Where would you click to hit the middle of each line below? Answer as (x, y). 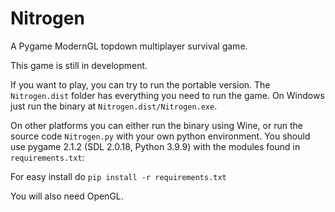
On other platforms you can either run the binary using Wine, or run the (156, 125)
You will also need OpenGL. (67, 196)
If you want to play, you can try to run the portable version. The (140, 84)
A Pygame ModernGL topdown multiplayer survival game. (129, 46)
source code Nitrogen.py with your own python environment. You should (160, 136)
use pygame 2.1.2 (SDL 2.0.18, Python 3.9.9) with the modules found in (155, 146)
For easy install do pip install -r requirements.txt (118, 176)
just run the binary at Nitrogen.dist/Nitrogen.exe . (114, 106)
